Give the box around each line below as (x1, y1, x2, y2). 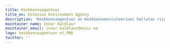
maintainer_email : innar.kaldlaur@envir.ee (5, 26, 99, 31)
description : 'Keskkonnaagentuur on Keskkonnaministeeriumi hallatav (5, 16, 155, 21)
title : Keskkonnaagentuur (5, 7, 60, 12)
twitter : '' (5, 35, 30, 40)
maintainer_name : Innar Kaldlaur (5, 21, 76, 26)
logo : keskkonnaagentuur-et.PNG (5, 30, 73, 35)
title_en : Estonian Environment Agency (5, 12, 90, 17)
